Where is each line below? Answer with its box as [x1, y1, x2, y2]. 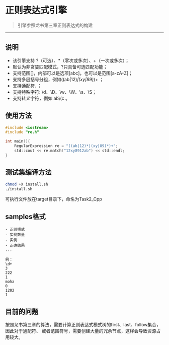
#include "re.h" [5, 129, 39, 135]
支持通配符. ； [12, 83, 42, 89]
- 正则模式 [5, 227, 25, 232]
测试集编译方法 [5, 168, 52, 177]
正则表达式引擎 [5, 5, 67, 16]
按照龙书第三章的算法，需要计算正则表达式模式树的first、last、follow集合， [5, 322, 161, 327]
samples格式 [5, 212, 46, 221]
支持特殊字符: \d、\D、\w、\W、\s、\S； [12, 89, 97, 95]
